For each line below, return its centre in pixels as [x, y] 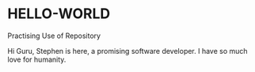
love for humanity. [37, 59]
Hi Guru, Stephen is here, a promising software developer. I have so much [127, 51]
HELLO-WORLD [59, 14]
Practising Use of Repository [54, 36]
